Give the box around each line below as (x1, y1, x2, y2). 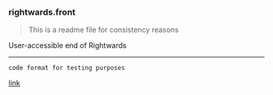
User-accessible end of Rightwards (8, 41, 128, 50)
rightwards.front (8, 6, 76, 18)
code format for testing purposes (8, 64, 126, 72)
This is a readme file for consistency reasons (28, 25, 179, 35)
